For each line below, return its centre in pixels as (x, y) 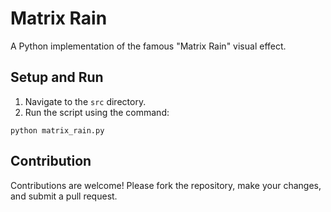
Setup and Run (57, 77)
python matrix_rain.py (57, 130)
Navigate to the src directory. (85, 101)
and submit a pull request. (64, 196)
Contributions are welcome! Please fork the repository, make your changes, (166, 185)
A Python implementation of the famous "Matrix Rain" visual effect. (148, 46)
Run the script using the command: (97, 112)
